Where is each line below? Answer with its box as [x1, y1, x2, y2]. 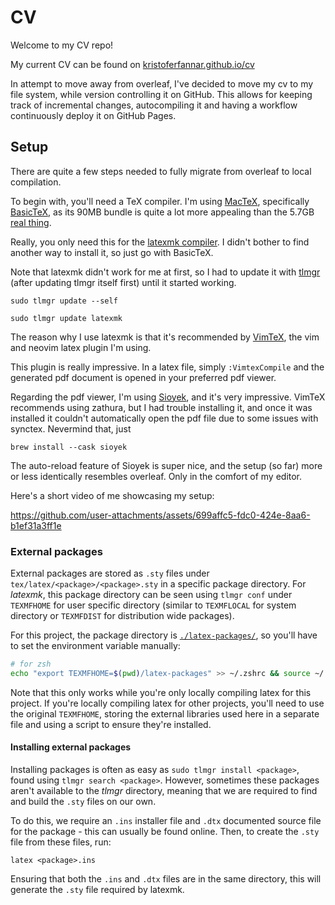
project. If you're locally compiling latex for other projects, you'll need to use [10, 697, 325, 709]
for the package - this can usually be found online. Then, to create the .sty [10, 826, 320, 837]
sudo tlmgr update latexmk [10, 313, 123, 323]
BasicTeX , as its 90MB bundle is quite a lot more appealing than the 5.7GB [10, 206, 315, 218]
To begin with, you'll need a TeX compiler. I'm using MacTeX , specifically [10, 195, 310, 207]
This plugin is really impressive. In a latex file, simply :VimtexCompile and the [10, 361, 325, 373]
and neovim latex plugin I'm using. [10, 341, 152, 353]
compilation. [10, 176, 62, 188]
